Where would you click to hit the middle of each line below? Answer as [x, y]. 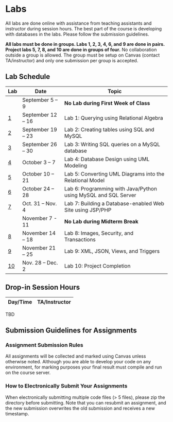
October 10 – [38, 174]
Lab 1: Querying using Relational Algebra [114, 118]
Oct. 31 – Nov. [40, 203]
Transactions [80, 239]
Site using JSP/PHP [88, 210]
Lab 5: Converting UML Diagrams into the [114, 174]
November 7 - [40, 218]
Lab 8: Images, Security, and [99, 233]
